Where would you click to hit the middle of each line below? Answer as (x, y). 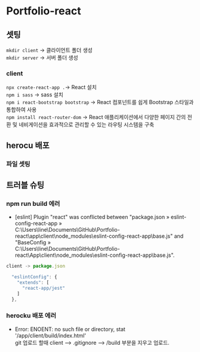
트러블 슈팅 (25, 185)
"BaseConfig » (33, 242)
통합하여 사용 (21, 110)
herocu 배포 (28, 145)
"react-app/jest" (44, 288)
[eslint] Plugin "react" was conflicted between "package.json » (92, 217)
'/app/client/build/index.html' (50, 335)
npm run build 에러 (33, 204)
